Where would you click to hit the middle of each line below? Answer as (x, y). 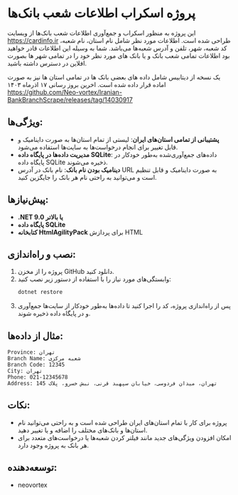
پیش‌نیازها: (28, 200)
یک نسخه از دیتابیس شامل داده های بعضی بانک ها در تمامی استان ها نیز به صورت (114, 77)
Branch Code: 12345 (36, 365)
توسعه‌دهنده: (32, 468)
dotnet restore (40, 292)
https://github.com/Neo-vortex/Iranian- (65, 92)
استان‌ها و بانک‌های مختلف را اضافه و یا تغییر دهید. (82, 430)
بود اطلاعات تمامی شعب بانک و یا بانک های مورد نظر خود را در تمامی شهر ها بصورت (119, 56)
